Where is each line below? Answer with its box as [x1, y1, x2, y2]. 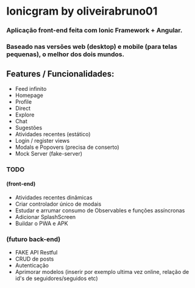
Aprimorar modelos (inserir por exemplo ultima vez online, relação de [15, 268, 190, 276]
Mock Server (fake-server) [15, 149, 83, 157]
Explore [15, 111, 35, 118]
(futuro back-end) [6, 235, 61, 243]
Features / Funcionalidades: [6, 69, 115, 79]
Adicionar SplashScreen [15, 213, 76, 220]
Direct [15, 104, 31, 112]
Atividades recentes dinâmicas [15, 193, 93, 201]
